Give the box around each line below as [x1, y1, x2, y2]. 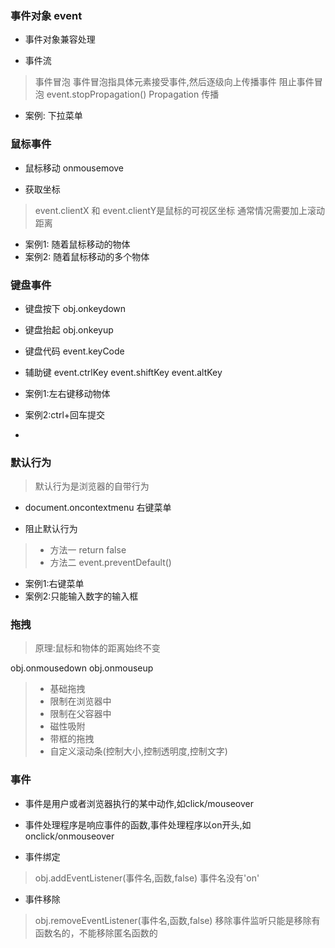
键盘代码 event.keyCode [24, 345, 125, 357]
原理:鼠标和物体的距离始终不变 [34, 642, 161, 654]
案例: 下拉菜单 [24, 110, 83, 122]
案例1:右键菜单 [24, 578, 85, 590]
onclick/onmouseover [24, 830, 115, 842]
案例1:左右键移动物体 [24, 387, 111, 399]
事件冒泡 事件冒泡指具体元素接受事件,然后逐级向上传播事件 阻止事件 [34, 76, 315, 88]
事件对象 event [10, 8, 83, 22]
